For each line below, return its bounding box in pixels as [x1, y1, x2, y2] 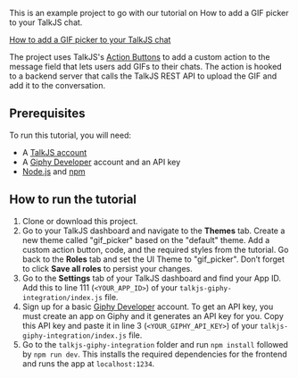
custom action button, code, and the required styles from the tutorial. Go [21, 244, 289, 255]
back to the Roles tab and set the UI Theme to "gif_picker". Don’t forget [21, 254, 286, 265]
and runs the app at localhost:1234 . [21, 357, 155, 369]
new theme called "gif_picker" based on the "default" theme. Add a [21, 234, 270, 245]
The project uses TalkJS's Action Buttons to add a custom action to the [9, 52, 270, 62]
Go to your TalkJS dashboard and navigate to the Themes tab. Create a [21, 225, 286, 236]
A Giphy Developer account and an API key [21, 156, 181, 167]
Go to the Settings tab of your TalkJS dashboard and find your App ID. [21, 273, 282, 283]
